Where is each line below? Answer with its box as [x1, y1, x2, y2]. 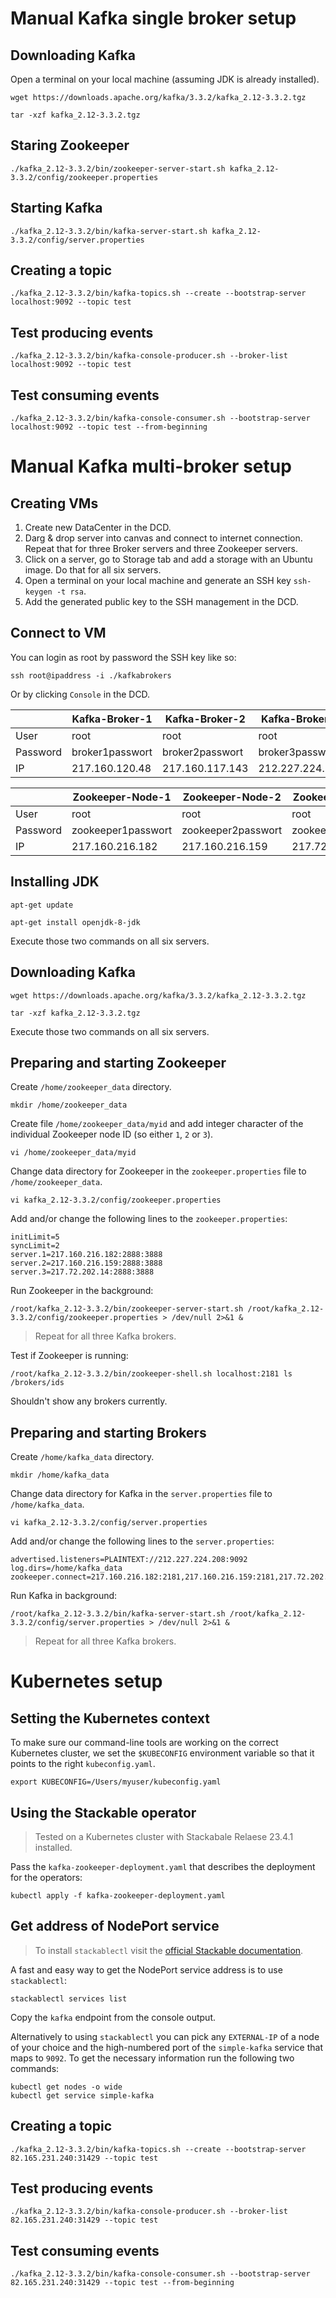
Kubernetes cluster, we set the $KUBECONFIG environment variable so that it [10, 1747, 315, 1759]
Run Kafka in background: [10, 1590, 118, 1602]
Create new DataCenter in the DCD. [24, 522, 172, 534]
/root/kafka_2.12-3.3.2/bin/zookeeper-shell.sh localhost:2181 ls [10, 1369, 293, 1379]
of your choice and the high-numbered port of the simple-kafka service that [10, 2041, 323, 2053]
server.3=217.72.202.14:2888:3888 [10, 1267, 155, 1277]
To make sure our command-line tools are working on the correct [10, 1737, 279, 1749]
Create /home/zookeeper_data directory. [10, 1081, 172, 1093]
